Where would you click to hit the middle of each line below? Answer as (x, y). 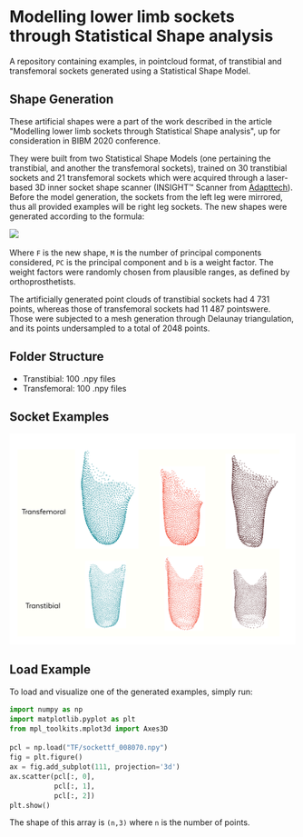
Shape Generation (62, 100)
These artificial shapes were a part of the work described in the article (141, 121)
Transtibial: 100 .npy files (69, 378)
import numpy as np (46, 709)
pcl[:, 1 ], (74, 786)
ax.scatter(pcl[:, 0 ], (52, 776)
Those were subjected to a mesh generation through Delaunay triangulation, (152, 318)
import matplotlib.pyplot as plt (73, 719)
